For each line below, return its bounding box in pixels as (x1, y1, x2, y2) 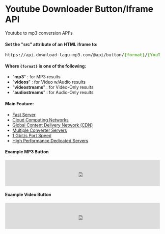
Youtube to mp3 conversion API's (5, 30, 73, 36)
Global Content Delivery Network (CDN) (12, 122, 93, 128)
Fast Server (12, 112, 36, 117)
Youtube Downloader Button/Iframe (5, 3, 154, 15)
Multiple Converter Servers (12, 127, 67, 133)
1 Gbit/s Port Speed (12, 132, 52, 138)
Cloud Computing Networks (12, 117, 69, 123)
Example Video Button (5, 192, 52, 198)
